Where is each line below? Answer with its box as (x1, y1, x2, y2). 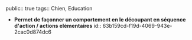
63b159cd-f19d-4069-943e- (102, 23, 173, 29)
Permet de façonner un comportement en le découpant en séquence (14, 16, 186, 23)
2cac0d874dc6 (14, 28, 51, 35)
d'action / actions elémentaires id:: (14, 23, 102, 29)
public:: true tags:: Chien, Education (5, 5, 93, 12)
